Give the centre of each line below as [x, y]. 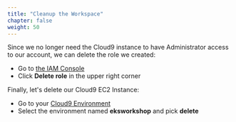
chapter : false [30, 21]
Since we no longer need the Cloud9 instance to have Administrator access [118, 48]
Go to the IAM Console [51, 69]
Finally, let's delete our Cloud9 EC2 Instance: [73, 90]
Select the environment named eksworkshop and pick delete [108, 111]
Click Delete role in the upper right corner [79, 76]
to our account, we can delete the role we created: [81, 55]
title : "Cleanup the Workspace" [55, 14]
